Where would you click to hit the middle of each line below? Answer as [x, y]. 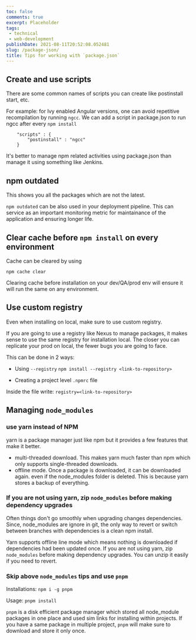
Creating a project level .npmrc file [56, 380]
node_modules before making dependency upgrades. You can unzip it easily [97, 554]
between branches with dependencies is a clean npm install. [80, 530]
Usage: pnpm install [32, 600]
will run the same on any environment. [53, 289]
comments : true [25, 17]
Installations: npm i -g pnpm [39, 589]
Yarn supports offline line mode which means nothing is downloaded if [92, 542]
